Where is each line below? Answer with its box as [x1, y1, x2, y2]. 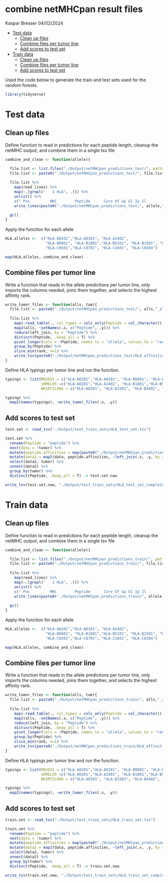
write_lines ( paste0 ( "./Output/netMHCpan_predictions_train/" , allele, [14, 594, 164, 599]
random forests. [5, 82, 38, 88]
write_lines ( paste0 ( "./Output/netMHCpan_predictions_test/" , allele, [14, 203, 162, 209]
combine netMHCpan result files [5, 4, 143, 15]
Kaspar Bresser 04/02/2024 [5, 20, 63, 26]
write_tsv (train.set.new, [5, 872, 59, 878]
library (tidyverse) [5, 92, 46, 97]
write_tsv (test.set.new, [5, 482, 57, 487]
